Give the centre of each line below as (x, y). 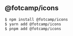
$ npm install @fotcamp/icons (36, 19)
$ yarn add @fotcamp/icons (33, 24)
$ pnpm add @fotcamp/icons (33, 29)
